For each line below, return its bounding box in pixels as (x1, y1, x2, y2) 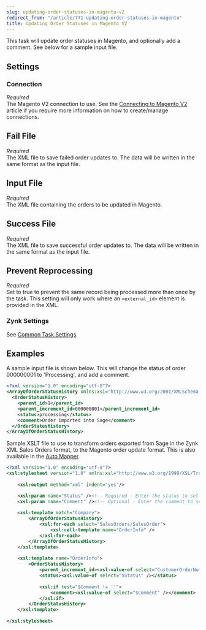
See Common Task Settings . (6, 330, 78, 338)
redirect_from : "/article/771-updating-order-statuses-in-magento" (6, 15, 183, 21)
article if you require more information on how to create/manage (6, 107, 169, 114)
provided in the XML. (6, 302, 59, 309)
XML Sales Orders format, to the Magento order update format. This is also (6, 446, 196, 454)
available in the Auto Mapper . (6, 453, 80, 460)
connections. (6, 113, 40, 121)
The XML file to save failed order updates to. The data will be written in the (6, 154, 195, 161)
